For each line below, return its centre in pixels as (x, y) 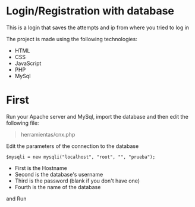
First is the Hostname (41, 168)
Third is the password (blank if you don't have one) (77, 181)
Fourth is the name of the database (58, 187)
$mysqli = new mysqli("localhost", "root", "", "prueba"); (81, 157)
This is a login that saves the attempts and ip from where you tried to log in (97, 27)
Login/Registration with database (90, 11)
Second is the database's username (59, 174)
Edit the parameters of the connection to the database (73, 146)
